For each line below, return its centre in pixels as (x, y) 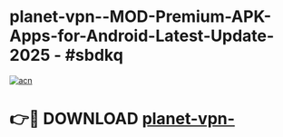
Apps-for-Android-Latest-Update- (142, 36)
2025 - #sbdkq (67, 55)
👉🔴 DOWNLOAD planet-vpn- (122, 119)
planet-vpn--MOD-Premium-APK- (141, 17)
